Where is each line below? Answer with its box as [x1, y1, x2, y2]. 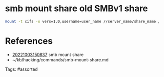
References [5, 36, 53, 46]
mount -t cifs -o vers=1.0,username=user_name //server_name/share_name [5, 19, 156, 24]
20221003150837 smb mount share [12, 52, 84, 58]
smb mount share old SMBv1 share [5, 3, 148, 14]
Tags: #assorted [5, 66, 38, 72]
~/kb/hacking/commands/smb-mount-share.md [12, 57, 109, 62]
